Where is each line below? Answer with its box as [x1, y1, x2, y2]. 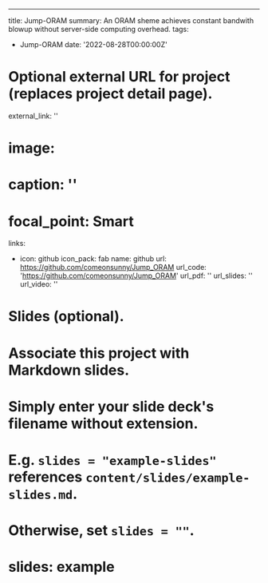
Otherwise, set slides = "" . [8, 522, 195, 540]
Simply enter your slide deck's [8, 397, 215, 415]
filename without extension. [8, 414, 199, 432]
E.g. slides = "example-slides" [8, 451, 217, 469]
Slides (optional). [8, 307, 125, 326]
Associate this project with [8, 344, 190, 362]
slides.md [8, 488, 73, 502]
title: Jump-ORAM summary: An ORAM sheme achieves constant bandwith [8, 16, 254, 25]
